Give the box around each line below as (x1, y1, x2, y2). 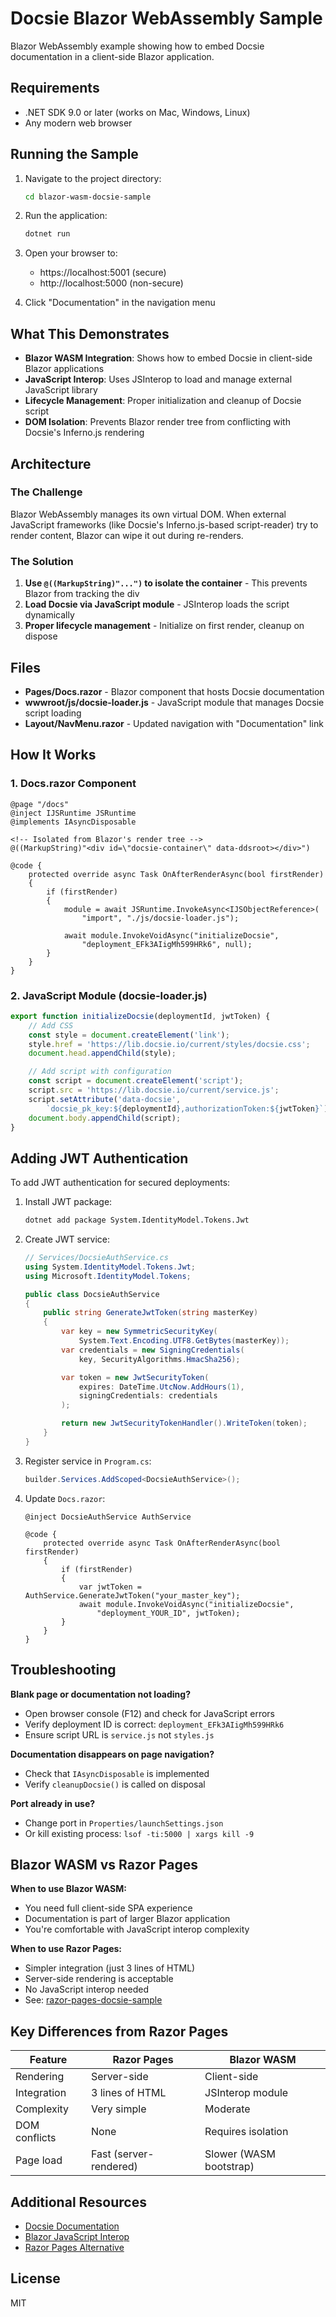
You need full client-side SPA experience (24, 1902, 193, 1914)
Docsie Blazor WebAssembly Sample (10, 7, 323, 30)
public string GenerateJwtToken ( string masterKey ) (43, 1308, 259, 1318)
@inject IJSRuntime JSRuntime (10, 808, 137, 818)
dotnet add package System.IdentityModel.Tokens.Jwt (24, 1215, 250, 1226)
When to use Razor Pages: (10, 1943, 123, 1955)
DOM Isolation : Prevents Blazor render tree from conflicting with (24, 416, 291, 428)
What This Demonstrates (10, 325, 170, 342)
